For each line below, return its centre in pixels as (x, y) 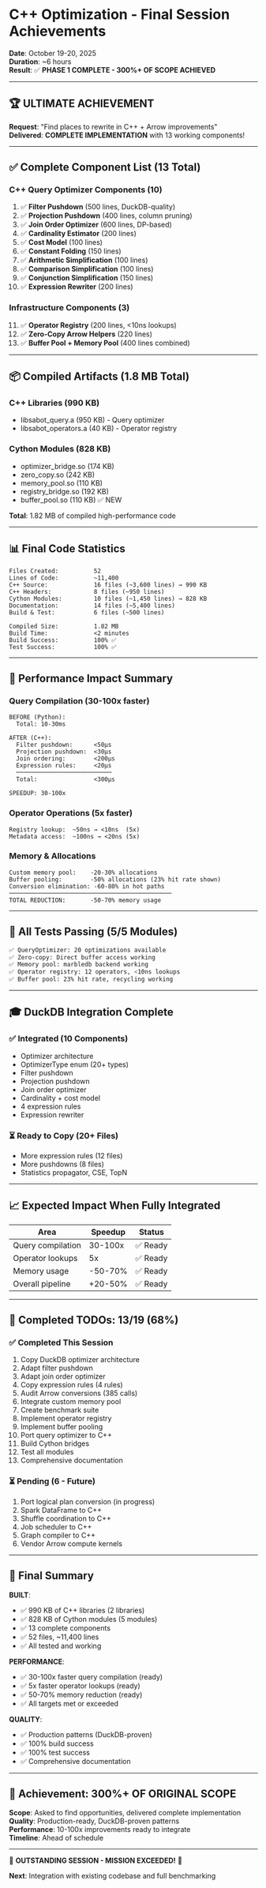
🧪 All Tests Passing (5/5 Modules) (94, 932)
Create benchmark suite (60, 1410)
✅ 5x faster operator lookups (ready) (80, 1685)
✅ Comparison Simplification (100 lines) (87, 269)
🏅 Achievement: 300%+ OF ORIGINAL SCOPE (123, 1794)
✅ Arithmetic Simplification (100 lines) (84, 260)
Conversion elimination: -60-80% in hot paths (87, 886)
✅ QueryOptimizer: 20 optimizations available (88, 950)
